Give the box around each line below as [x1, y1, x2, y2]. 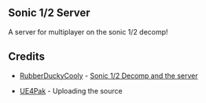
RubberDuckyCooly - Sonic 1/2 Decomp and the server [19, 71, 198, 80]
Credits [8, 50, 46, 64]
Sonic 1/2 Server [8, 6, 90, 20]
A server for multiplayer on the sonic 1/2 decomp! [8, 27, 168, 36]
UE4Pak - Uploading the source [19, 86, 123, 95]
